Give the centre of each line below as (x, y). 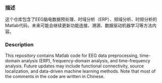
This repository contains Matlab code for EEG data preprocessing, (72, 55)
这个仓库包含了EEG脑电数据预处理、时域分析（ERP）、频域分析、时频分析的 (81, 19)
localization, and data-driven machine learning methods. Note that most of (81, 71)
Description (19, 45)
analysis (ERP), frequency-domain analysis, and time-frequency (86, 60)
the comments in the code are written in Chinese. (55, 76)
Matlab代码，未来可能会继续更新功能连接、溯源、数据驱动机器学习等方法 (79, 26)
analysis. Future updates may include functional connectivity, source (74, 66)
